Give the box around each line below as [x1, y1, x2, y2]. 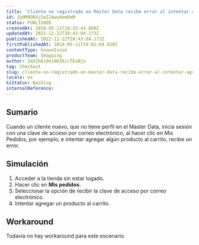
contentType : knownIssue [6, 47, 68, 53]
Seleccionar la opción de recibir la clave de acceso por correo [14, 187, 167, 194]
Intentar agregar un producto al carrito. [14, 200, 111, 207]
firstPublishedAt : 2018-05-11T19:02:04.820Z [6, 42, 118, 48]
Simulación [6, 159, 49, 169]
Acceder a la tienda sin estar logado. [14, 175, 105, 182]
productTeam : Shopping [6, 53, 62, 58]
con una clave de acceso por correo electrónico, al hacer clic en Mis [6, 129, 174, 136]
